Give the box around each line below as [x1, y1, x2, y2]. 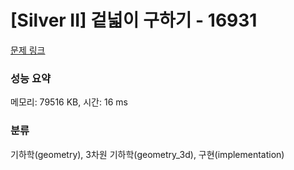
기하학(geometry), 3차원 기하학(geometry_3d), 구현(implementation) [10, 148, 285, 160]
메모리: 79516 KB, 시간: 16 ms [10, 96, 128, 108]
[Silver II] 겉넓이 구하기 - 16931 [10, 9, 258, 32]
